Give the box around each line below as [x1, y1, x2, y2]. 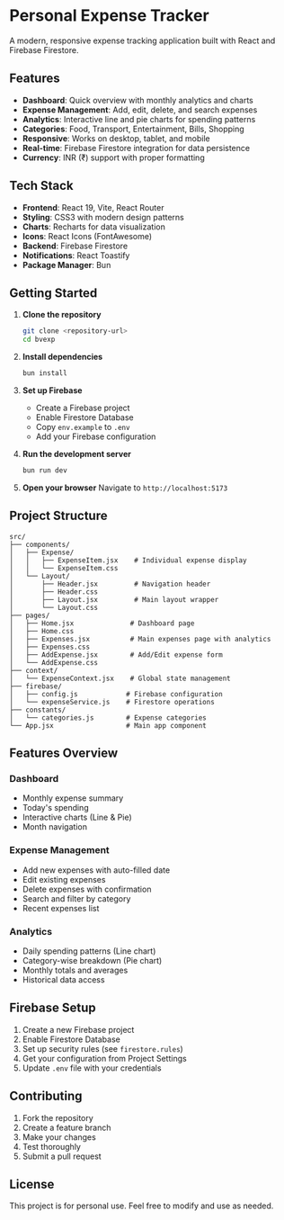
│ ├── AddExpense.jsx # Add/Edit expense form [9, 650, 223, 659]
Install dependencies [22, 352, 103, 363]
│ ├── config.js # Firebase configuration [9, 689, 223, 698]
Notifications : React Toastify [22, 249, 130, 261]
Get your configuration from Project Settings [22, 1053, 187, 1063]
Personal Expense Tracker [9, 5, 209, 26]
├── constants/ [9, 705, 67, 714]
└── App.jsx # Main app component [9, 721, 207, 730]
